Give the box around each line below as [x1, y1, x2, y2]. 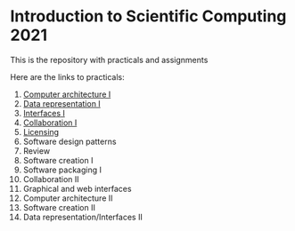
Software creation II [22, 202, 96, 212]
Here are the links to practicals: [10, 71, 125, 82]
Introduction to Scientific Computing [10, 6, 287, 27]
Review [22, 145, 51, 156]
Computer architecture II [22, 193, 114, 203]
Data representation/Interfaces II [22, 211, 143, 222]
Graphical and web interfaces [22, 183, 132, 194]
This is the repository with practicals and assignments [10, 54, 209, 65]
